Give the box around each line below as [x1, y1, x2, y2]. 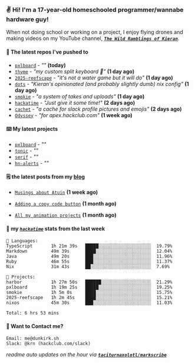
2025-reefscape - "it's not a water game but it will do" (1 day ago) [14, 74, 173, 81]
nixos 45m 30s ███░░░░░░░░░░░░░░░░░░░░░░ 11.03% [6, 300, 173, 306]
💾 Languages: [6, 238, 38, 244]
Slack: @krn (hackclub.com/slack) [6, 341, 91, 347]
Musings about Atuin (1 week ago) [14, 188, 98, 196]
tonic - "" [14, 147, 38, 154]
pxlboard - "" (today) [14, 61, 66, 68]
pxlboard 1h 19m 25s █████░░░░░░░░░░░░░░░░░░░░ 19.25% [6, 284, 173, 290]
